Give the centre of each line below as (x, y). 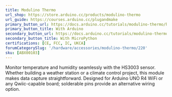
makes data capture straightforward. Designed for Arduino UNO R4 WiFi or (84, 78)
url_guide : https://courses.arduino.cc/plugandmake (61, 19)
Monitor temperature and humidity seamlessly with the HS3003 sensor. (81, 67)
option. (13, 89)
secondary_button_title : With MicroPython (51, 39)
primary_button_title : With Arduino (44, 29)
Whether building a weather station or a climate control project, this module (85, 72)
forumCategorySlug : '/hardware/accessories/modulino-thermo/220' (76, 48)
